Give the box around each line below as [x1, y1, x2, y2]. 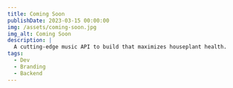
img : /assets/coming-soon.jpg [7, 23, 97, 31]
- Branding [13, 63, 46, 70]
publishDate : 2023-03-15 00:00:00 [7, 17, 110, 24]
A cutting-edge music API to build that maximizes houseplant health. [13, 43, 227, 50]
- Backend [13, 70, 43, 77]
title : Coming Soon [7, 10, 65, 18]
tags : [7, 50, 23, 57]
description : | [7, 37, 53, 44]
